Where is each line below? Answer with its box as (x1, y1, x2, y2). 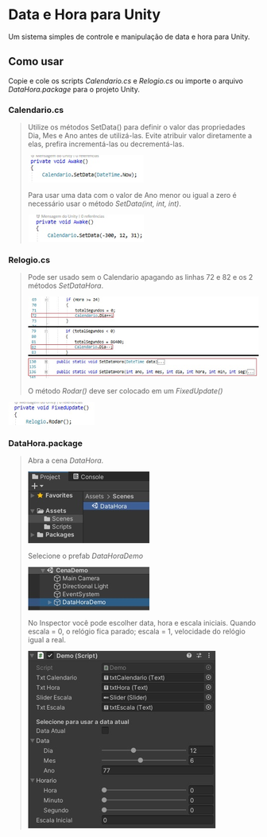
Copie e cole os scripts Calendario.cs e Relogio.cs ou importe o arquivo (8, 76, 244, 85)
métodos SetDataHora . (27, 281, 104, 291)
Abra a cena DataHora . (27, 455, 104, 466)
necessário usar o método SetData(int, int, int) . (27, 199, 181, 208)
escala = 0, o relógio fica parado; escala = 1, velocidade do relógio (27, 626, 246, 637)
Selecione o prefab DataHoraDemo (27, 551, 144, 561)
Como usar (8, 55, 64, 68)
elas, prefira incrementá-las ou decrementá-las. (27, 139, 184, 149)
